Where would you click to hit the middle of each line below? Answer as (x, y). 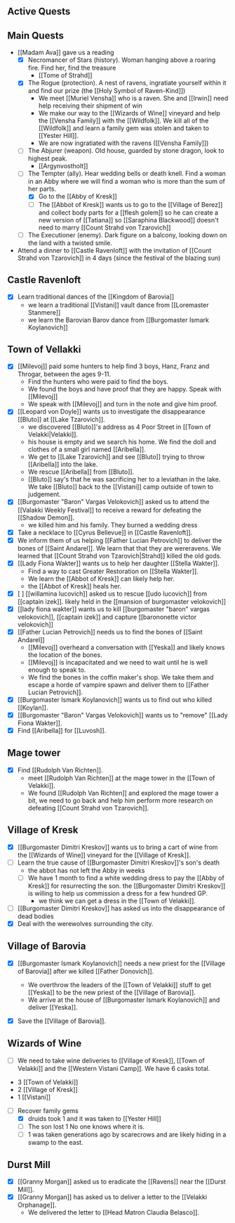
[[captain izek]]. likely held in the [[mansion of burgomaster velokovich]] (122, 601)
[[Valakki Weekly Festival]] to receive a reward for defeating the (109, 510)
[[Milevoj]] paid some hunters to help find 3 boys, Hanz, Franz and (113, 366)
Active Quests (39, 12)
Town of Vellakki (44, 349)
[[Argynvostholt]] (63, 166)
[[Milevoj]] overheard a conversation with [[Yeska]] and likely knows (126, 647)
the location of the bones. (65, 655)
